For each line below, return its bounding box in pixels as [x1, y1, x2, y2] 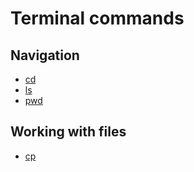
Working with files [10, 123, 127, 141]
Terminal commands [10, 7, 185, 30]
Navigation [10, 47, 80, 64]
